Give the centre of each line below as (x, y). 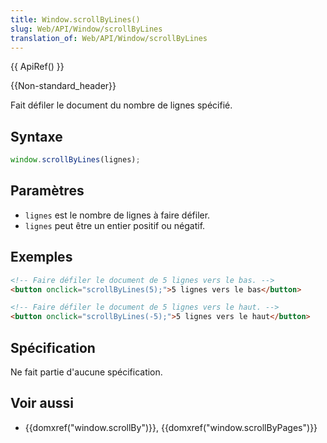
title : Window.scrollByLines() (75, 19)
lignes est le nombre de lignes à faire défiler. (117, 215)
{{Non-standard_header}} (63, 86)
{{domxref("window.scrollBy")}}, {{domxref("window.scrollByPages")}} (171, 427)
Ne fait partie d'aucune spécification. (86, 372)
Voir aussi (42, 403)
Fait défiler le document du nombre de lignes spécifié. (121, 105)
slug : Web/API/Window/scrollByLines (86, 29)
